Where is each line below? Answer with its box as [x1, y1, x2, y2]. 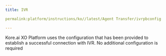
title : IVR [5, 7, 28, 12]
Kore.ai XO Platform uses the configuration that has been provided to [5, 34, 149, 40]
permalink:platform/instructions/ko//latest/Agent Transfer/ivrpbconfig [5, 16, 161, 21]
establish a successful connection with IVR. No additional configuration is [5, 39, 158, 45]
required [5, 45, 23, 51]
